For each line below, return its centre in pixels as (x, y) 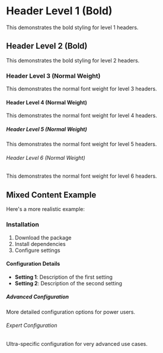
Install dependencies (40, 244)
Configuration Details (33, 264)
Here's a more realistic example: (45, 209)
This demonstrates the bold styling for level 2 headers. (73, 60)
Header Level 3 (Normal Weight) (53, 75)
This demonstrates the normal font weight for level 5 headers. (81, 144)
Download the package (43, 237)
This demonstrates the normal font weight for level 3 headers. (81, 89)
